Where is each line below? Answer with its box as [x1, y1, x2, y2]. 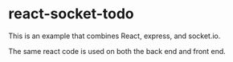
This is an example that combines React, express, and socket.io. [8, 31, 221, 41]
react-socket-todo [8, 5, 134, 23]
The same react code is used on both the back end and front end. [8, 46, 227, 56]
